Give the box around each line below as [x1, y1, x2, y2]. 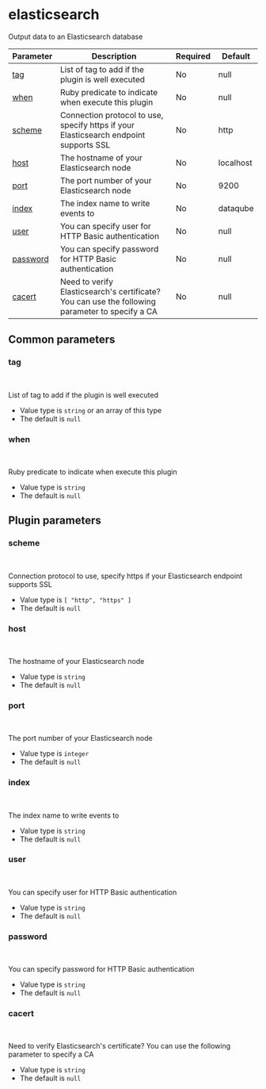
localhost [218, 157, 253, 168]
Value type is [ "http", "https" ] [19, 595, 132, 604]
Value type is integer [19, 749, 89, 758]
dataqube [218, 202, 254, 213]
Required [175, 50, 211, 61]
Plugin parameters [8, 514, 101, 527]
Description [91, 50, 137, 61]
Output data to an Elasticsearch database [8, 32, 143, 41]
